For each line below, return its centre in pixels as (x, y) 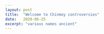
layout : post (19, 10)
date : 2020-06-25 (25, 19)
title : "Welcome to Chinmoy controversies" (52, 14)
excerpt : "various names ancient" (41, 24)
